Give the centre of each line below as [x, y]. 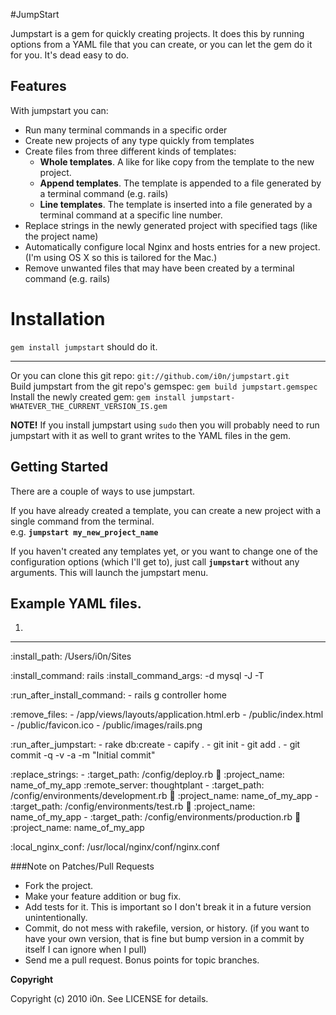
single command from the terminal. [82, 521]
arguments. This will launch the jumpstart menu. [109, 572]
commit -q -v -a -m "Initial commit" [83, 755]
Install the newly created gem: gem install [98, 396]
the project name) [61, 236]
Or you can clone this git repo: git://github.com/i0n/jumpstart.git [150, 375]
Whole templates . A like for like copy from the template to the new [177, 161]
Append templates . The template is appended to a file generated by [180, 183]
